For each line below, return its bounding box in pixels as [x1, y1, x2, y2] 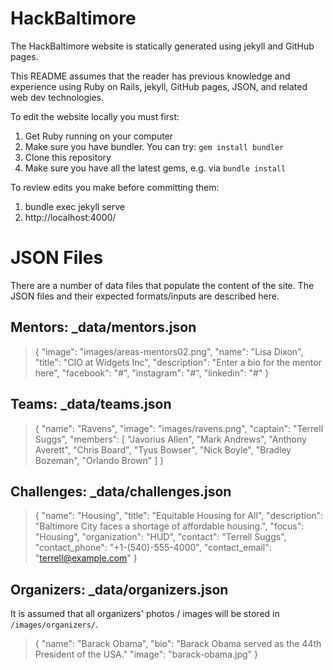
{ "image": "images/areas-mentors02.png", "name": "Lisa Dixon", [34, 345, 304, 357]
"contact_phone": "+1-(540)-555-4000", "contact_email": [34, 542, 272, 554]
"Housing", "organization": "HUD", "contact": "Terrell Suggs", [34, 531, 287, 543]
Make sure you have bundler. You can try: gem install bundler [24, 140, 285, 152]
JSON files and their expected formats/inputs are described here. [10, 290, 280, 302]
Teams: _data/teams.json [10, 396, 172, 413]
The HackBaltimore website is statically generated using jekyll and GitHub [10, 40, 315, 52]
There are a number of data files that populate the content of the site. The [10, 279, 315, 291]
